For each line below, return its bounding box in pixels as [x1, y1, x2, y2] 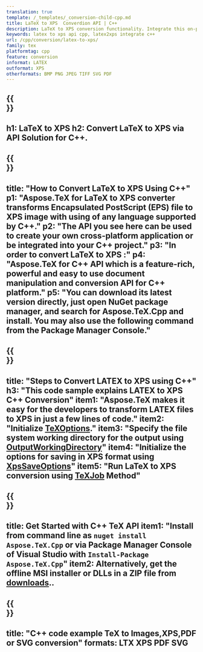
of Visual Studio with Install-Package [6, 549, 149, 560]
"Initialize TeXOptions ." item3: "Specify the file [6, 423, 188, 433]
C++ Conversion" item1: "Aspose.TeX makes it [6, 395, 185, 405]
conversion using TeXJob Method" [6, 470, 141, 481]
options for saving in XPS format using [6, 452, 155, 462]
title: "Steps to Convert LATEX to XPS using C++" [6, 376, 197, 386]
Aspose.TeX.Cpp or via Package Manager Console [6, 540, 192, 550]
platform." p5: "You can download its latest [6, 287, 172, 297]
